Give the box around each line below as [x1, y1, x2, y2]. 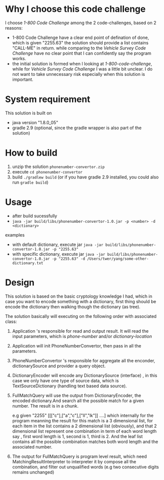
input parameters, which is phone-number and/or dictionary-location [12, 333, 152, 339]
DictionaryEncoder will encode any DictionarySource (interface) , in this [12, 372, 158, 378]
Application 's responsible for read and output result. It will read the [12, 328, 149, 334]
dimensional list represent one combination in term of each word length [12, 428, 157, 434]
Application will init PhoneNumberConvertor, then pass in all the [12, 343, 141, 348]
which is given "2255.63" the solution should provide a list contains [12, 39, 149, 45]
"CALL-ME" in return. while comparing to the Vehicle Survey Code [12, 45, 146, 51]
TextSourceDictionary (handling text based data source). [12, 383, 127, 389]
